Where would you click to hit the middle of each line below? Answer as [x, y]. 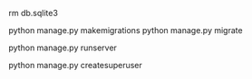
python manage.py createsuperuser [75, 65]
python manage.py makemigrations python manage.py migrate [126, 30]
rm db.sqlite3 [33, 13]
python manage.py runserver [63, 48]
